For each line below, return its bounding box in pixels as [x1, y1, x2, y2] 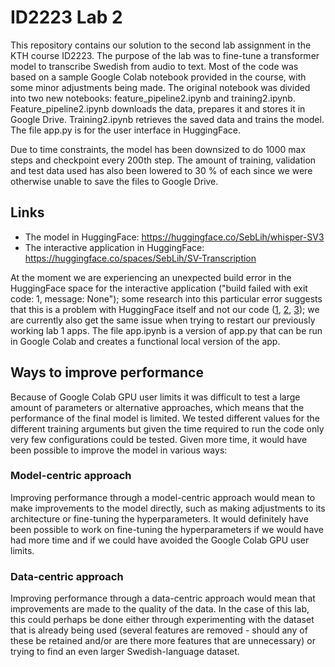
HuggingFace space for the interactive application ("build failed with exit [10, 282, 308, 294]
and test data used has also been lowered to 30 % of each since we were [10, 164, 313, 176]
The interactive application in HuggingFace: [24, 241, 205, 253]
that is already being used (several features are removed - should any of [10, 624, 308, 636]
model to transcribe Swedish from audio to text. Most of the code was [10, 60, 299, 72]
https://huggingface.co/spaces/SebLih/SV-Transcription [24, 252, 257, 264]
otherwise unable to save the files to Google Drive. [10, 175, 219, 187]
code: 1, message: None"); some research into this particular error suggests [10, 292, 323, 305]
